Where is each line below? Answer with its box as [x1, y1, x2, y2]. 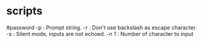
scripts [6, 4, 43, 18]
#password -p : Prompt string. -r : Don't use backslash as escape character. [6, 24, 197, 31]
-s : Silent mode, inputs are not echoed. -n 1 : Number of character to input [6, 30, 193, 37]
